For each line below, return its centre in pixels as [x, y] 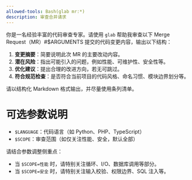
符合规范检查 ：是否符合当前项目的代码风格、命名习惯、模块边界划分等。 [102, 76]
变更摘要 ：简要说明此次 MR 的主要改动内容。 [69, 54]
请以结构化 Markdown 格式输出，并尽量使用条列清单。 [72, 89]
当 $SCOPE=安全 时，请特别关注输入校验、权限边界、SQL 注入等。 [92, 171]
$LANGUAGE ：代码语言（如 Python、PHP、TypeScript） [80, 132]
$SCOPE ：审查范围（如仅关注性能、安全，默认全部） [76, 139]
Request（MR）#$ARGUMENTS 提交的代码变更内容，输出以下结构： [89, 42]
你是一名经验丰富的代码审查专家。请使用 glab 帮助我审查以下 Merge [88, 34]
